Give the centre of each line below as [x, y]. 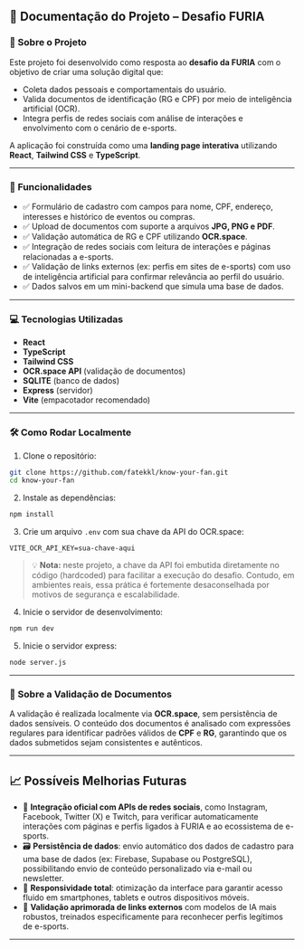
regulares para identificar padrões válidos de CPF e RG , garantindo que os [148, 733]
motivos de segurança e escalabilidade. [106, 594]
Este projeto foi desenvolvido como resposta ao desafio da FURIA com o [145, 62]
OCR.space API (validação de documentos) [104, 371]
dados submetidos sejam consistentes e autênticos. [106, 743]
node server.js [38, 663]
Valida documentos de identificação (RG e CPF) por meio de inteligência [157, 99]
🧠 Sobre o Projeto [48, 43]
